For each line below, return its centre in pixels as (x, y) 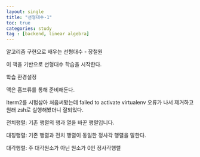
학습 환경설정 (21, 77)
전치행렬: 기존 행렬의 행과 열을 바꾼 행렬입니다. (60, 122)
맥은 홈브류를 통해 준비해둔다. (41, 90)
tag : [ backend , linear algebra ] (48, 34)
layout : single (25, 12)
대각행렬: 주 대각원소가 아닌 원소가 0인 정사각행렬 (64, 148)
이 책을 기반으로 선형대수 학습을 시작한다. (54, 64)
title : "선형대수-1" (29, 17)
